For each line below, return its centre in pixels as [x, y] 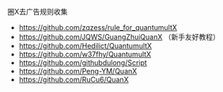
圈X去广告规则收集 [38, 11]
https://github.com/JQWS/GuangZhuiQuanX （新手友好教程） [119, 37]
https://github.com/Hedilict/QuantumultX [85, 46]
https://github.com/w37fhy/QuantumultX [85, 54]
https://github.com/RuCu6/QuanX [74, 79]
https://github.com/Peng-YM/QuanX [78, 71]
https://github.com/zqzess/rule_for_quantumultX [98, 27]
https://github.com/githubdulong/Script [83, 63]
